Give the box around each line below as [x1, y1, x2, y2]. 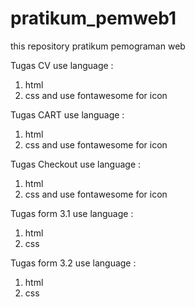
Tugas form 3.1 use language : [10, 207, 134, 219]
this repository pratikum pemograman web [10, 40, 186, 52]
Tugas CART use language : [10, 108, 125, 121]
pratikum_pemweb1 [10, 7, 177, 30]
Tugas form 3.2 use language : [10, 257, 137, 269]
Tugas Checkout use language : [10, 158, 142, 170]
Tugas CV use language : [10, 59, 114, 71]
